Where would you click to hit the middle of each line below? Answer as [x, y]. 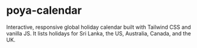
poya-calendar [44, 10]
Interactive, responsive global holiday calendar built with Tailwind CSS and [99, 27]
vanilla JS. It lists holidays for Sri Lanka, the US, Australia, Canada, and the [99, 33]
